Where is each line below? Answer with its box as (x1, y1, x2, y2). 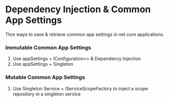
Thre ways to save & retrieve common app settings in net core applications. (5, 31, 165, 37)
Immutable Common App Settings (5, 44, 91, 51)
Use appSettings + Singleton (12, 61, 73, 67)
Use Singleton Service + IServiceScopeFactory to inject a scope (12, 85, 149, 91)
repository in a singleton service (12, 91, 81, 97)
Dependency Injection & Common (5, 4, 151, 15)
